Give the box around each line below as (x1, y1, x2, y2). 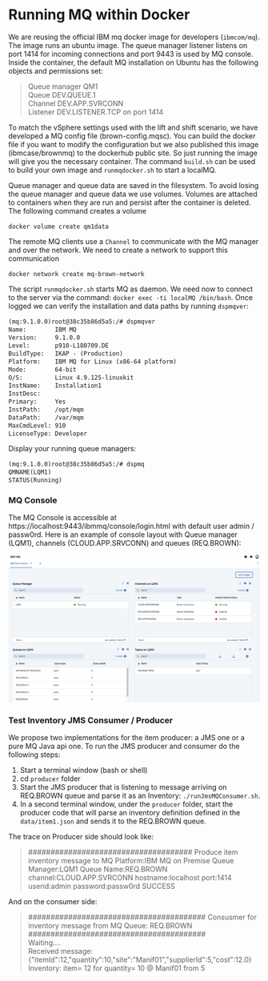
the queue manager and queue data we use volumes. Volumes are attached (8, 189, 258, 198)
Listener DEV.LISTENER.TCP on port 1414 (27, 106, 164, 117)
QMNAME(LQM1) (8, 468, 52, 476)
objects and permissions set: (8, 66, 104, 75)
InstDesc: (8, 390, 42, 398)
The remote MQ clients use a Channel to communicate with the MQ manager (8, 236, 259, 246)
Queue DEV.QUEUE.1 (27, 90, 96, 99)
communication (8, 254, 60, 263)
